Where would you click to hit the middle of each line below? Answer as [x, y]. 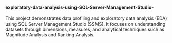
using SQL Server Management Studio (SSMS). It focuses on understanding [85, 24]
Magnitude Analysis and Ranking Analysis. [50, 35]
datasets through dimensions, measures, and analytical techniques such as [85, 29]
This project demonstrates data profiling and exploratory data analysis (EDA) [86, 18]
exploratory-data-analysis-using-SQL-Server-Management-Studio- [80, 7]
